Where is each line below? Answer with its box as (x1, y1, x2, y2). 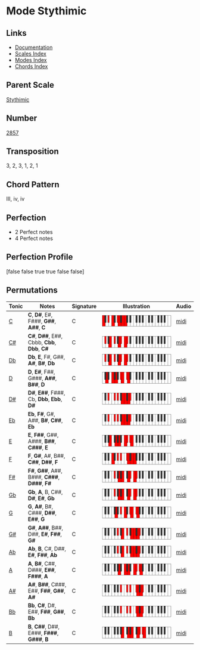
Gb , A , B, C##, (27, 488, 63, 495)
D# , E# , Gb (27, 494, 55, 502)
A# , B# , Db (27, 360, 55, 367)
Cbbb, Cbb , (27, 338, 57, 346)
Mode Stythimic (6, 4, 87, 18)
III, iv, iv (6, 195, 25, 202)
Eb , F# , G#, (27, 410, 55, 417)
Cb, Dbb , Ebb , (27, 396, 62, 403)
